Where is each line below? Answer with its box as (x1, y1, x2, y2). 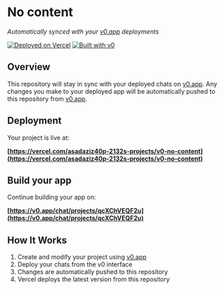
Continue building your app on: (7, 193, 96, 201)
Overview (7, 61, 51, 73)
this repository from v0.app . (7, 94, 87, 103)
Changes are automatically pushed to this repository (17, 268, 168, 276)
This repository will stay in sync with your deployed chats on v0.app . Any (7, 80, 218, 88)
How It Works (7, 234, 68, 246)
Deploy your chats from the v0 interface (17, 260, 133, 269)
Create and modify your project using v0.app (17, 253, 147, 261)
